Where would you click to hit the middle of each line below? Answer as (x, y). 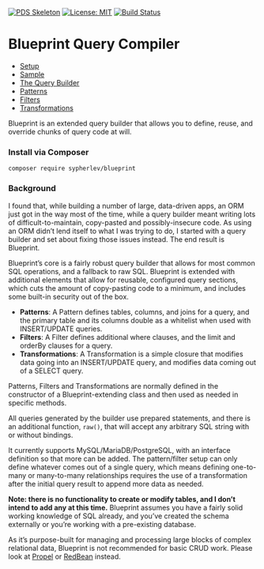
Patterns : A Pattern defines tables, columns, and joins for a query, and (134, 311)
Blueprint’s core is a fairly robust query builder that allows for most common (132, 263)
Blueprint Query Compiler (94, 44)
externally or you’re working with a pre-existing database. (102, 524)
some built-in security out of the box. (68, 296)
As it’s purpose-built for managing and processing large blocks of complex (130, 539)
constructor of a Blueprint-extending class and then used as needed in (123, 394)
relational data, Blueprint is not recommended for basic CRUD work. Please (130, 548)
